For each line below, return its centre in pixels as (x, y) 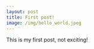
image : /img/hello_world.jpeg (44, 23)
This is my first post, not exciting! (47, 40)
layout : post (22, 12)
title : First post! (31, 17)
